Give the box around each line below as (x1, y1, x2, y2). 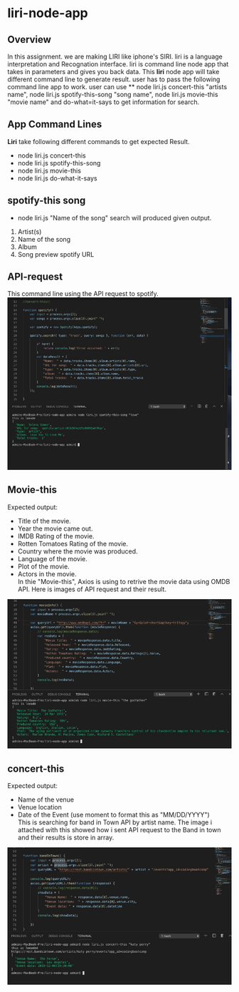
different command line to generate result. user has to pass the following (7, 75, 221, 83)
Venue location (17, 802, 62, 811)
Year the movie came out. (17, 524, 93, 533)
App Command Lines (7, 118, 102, 131)
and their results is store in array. (17, 833, 115, 842)
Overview (7, 34, 52, 46)
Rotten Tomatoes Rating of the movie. (17, 539, 129, 548)
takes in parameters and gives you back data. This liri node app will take (7, 68, 220, 76)
